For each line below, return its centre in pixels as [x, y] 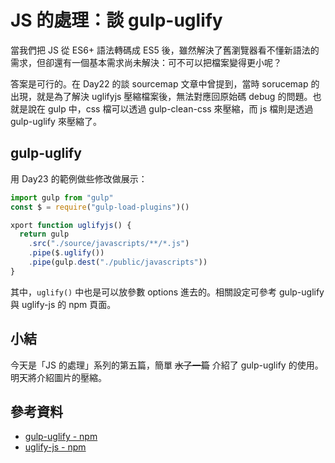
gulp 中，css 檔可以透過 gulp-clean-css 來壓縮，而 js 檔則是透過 [180, 108]
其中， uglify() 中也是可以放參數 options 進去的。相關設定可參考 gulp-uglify [167, 292]
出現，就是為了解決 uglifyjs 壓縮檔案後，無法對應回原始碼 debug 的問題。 [161, 96]
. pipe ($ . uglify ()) [66, 253]
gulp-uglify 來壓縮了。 [56, 121]
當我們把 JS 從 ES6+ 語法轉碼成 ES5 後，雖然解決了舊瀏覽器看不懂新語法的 [165, 50]
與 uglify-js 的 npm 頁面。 [63, 304]
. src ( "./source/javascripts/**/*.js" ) [109, 244]
